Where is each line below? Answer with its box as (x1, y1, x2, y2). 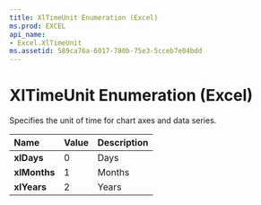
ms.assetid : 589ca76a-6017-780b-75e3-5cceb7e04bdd (9, 47, 203, 56)
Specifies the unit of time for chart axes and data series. (9, 115, 217, 126)
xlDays (13, 152, 44, 165)
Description (97, 137, 149, 149)
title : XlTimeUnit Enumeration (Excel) (9, 13, 159, 22)
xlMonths (13, 166, 56, 179)
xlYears (13, 181, 48, 193)
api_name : (9, 30, 47, 39)
